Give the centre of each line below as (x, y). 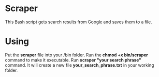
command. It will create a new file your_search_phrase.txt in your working (80, 65)
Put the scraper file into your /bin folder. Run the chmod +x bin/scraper (77, 55)
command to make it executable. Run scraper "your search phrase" (73, 60)
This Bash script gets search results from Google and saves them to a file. (79, 22)
